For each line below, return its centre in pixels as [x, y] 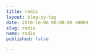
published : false [27, 39]
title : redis [22, 11]
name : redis [21, 34]
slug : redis [21, 28]
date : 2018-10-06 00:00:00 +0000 [47, 22]
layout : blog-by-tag [32, 17]
